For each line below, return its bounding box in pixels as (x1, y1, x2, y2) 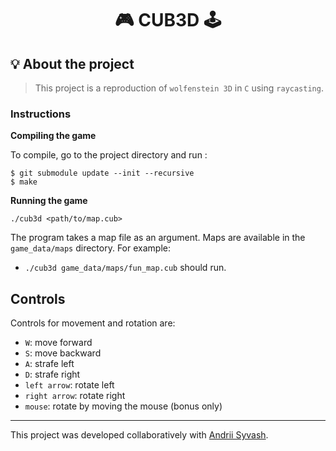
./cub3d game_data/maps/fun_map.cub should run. (24, 262, 227, 274)
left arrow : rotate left (24, 379, 115, 391)
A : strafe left (24, 358, 75, 370)
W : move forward (24, 337, 93, 349)
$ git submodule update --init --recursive (10, 168, 195, 179)
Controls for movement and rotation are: (10, 317, 176, 329)
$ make (10, 177, 38, 187)
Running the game (10, 195, 88, 207)
